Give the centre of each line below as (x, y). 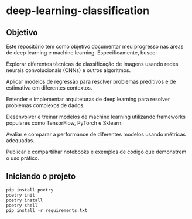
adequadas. (20, 141)
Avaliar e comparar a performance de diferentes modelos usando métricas (96, 134)
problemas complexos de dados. (45, 105)
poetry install (25, 200)
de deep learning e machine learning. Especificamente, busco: (81, 53)
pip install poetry (30, 190)
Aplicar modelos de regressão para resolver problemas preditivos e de (91, 81)
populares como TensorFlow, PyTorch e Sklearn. (64, 123)
